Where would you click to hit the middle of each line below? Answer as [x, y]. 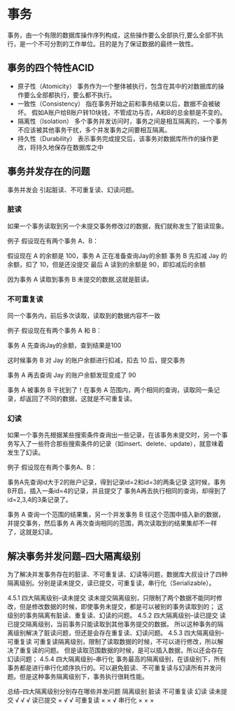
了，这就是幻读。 [32, 532]
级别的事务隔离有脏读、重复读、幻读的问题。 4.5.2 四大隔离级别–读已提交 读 [116, 615]
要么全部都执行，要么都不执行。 [70, 94]
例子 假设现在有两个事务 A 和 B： [55, 331]
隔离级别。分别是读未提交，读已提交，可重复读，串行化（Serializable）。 [111, 583]
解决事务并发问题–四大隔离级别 [74, 556]
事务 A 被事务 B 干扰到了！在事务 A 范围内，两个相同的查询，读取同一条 [111, 390]
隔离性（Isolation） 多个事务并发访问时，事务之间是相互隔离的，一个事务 [122, 121]
